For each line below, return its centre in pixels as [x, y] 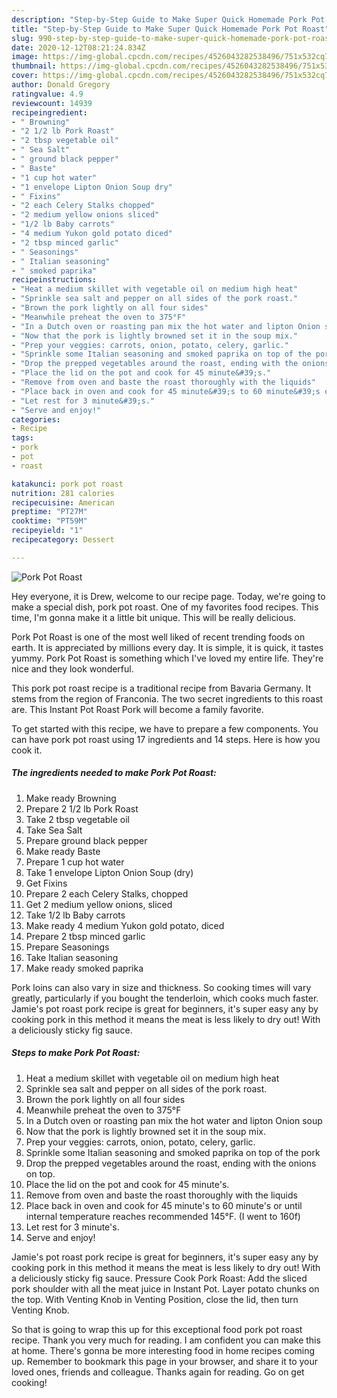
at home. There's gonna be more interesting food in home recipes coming [163, 1350]
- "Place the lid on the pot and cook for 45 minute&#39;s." [141, 373]
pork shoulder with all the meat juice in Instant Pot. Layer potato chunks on [165, 1288]
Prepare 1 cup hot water [75, 862]
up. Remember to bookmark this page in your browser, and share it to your [165, 1361]
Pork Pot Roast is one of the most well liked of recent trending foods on [158, 637]
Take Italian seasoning [72, 957]
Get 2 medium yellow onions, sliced [99, 904]
